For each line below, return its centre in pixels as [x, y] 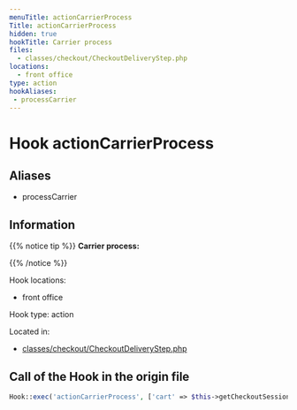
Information [42, 225]
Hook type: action [42, 315]
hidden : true [33, 34]
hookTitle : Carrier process [61, 42]
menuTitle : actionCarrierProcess [71, 17]
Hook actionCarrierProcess [112, 143]
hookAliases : [33, 91]
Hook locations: [38, 280]
